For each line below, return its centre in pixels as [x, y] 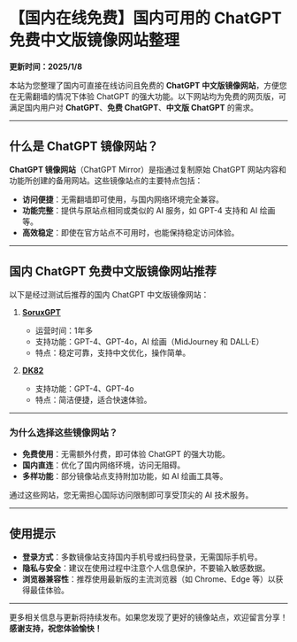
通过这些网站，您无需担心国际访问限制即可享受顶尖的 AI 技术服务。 [131, 495]
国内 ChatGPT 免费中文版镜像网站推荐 [113, 271]
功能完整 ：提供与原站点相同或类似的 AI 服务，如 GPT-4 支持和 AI [140, 210]
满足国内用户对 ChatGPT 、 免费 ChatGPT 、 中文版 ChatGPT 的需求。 [134, 107]
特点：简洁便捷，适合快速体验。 [93, 399]
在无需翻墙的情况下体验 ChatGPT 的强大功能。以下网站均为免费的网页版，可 [148, 96]
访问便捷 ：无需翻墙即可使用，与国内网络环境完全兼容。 [122, 199]
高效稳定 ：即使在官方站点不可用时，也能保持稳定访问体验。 [130, 232]
